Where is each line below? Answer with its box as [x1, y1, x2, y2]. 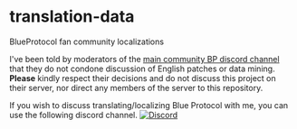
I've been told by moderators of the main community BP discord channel [9, 53, 280, 64]
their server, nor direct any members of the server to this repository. [9, 82, 263, 93]
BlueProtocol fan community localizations [9, 36, 165, 47]
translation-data [9, 6, 135, 27]
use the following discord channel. [9, 109, 139, 120]
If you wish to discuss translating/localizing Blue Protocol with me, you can [9, 99, 289, 110]
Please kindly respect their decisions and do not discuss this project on [9, 72, 276, 83]
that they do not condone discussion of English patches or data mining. [9, 63, 275, 74]
